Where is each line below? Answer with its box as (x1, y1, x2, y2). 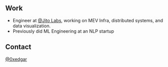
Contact (5, 43, 31, 51)
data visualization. (12, 23, 51, 29)
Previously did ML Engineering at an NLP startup (12, 28, 114, 34)
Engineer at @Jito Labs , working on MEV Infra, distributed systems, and (12, 17, 163, 23)
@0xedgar (5, 56, 27, 62)
